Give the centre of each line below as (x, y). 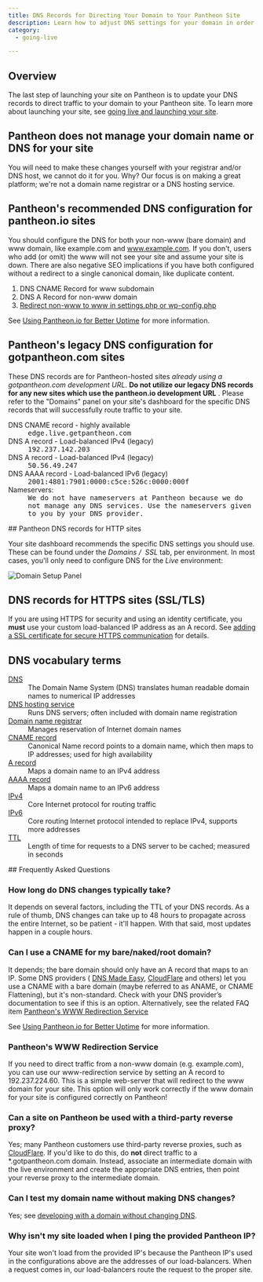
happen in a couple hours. (50, 932)
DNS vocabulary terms (65, 660)
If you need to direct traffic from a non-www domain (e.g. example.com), (126, 1064)
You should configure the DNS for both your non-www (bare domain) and (127, 239)
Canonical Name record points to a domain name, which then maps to (141, 746)
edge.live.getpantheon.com (80, 433)
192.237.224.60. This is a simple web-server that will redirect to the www (126, 1081)
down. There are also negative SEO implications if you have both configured (131, 265)
